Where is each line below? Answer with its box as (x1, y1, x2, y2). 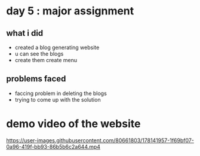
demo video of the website (6, 117, 141, 130)
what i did (6, 28, 44, 38)
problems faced (6, 74, 66, 84)
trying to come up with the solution (14, 96, 101, 103)
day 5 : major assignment (6, 4, 134, 18)
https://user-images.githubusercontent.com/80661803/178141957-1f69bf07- (6, 136, 194, 144)
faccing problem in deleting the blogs (14, 90, 107, 97)
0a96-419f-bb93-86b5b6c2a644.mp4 (6, 143, 100, 150)
